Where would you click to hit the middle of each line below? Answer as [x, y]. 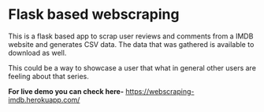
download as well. [37, 52]
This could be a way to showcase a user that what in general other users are [132, 67]
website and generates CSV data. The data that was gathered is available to [131, 44]
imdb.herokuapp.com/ [44, 99]
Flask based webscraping [94, 14]
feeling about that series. [48, 76]
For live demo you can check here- [66, 91]
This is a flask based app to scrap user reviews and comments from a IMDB [131, 36]
